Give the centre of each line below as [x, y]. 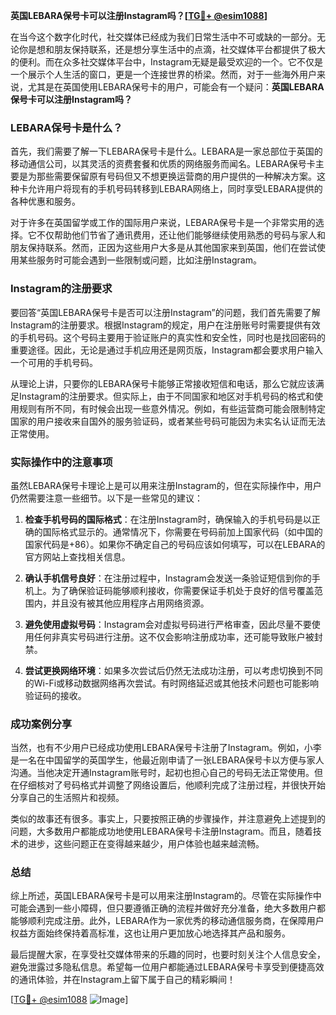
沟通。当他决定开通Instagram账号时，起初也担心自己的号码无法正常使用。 [162, 773]
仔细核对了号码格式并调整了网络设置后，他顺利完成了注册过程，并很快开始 [172, 785]
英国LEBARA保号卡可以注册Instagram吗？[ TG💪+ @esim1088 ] [139, 15]
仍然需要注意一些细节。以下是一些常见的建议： [106, 498]
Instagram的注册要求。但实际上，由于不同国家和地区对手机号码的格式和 [166, 396]
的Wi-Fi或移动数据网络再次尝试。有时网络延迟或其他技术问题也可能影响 [172, 683]
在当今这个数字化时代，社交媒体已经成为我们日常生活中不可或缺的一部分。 [163, 37]
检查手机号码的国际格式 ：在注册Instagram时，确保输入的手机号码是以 [168, 519]
